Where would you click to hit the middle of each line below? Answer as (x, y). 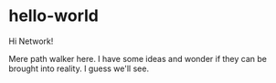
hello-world (54, 16)
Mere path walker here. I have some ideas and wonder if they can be (138, 58)
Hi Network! (31, 41)
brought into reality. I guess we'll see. (79, 68)
